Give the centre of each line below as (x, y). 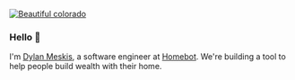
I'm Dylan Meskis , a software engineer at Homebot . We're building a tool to (148, 57)
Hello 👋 (25, 37)
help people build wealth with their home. (86, 67)
